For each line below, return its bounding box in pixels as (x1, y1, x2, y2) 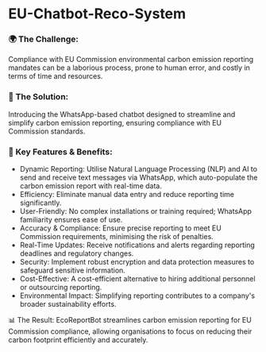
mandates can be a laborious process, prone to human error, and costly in (8, 63, 250, 72)
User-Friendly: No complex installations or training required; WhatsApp (19, 207, 253, 216)
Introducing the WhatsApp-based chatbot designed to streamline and (8, 109, 236, 119)
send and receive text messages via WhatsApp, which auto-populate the (19, 172, 258, 183)
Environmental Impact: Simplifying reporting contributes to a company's (19, 291, 256, 300)
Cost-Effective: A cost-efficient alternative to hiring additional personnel (19, 274, 256, 284)
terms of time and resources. (8, 72, 103, 81)
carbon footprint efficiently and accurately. (8, 335, 148, 345)
